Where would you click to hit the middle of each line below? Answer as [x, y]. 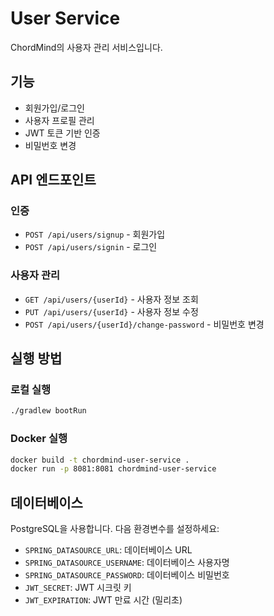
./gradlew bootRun [48, 411]
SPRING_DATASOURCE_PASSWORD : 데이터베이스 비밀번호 [127, 575]
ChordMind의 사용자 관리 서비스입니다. [86, 47]
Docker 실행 [39, 439]
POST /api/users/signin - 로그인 [91, 247]
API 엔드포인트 [53, 180]
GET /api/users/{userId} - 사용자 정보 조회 [111, 299]
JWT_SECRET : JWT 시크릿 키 [78, 588]
